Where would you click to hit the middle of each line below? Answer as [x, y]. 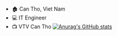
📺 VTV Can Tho [32, 27]
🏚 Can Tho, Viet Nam [39, 9]
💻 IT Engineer [29, 18]
